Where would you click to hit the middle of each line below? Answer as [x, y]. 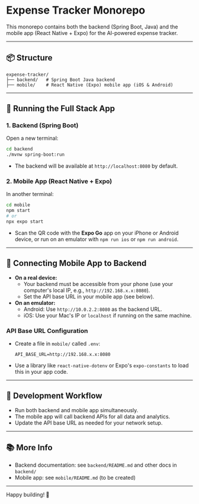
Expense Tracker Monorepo [76, 10]
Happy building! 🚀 [28, 495]
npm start [18, 211]
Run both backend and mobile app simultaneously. [76, 410]
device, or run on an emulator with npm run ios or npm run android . [97, 239]
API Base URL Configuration [47, 330]
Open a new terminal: [32, 138]
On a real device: [36, 277]
